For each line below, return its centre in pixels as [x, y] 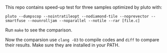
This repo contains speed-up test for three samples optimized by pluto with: [84, 7]
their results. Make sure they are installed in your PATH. [62, 45]
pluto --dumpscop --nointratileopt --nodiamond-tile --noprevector [77, 16]
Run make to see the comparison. [39, 30]
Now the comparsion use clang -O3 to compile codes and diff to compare [82, 40]
